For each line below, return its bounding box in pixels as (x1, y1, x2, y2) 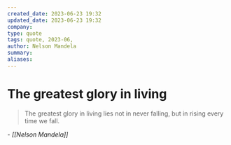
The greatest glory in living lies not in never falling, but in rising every (24, 109, 224, 118)
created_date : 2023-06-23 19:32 (7, 10, 101, 18)
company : (7, 23, 33, 30)
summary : (7, 50, 33, 57)
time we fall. (24, 116, 60, 125)
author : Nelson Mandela (7, 43, 77, 50)
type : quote (7, 29, 42, 37)
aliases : (7, 56, 33, 63)
